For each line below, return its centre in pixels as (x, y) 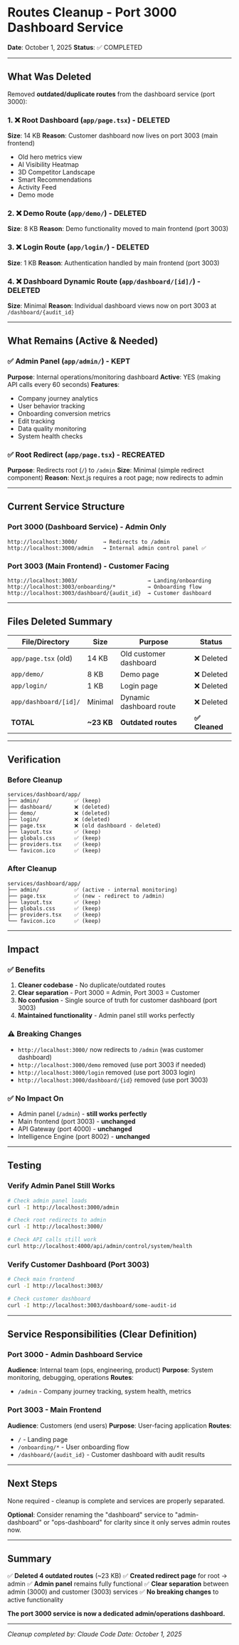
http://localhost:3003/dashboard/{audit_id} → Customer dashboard (110, 593)
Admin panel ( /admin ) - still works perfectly (82, 1113)
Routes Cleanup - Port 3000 (92, 12)
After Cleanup (32, 869)
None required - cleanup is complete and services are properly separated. (116, 1500)
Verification (34, 760)
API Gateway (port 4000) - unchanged (75, 1129)
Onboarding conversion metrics (64, 413)
